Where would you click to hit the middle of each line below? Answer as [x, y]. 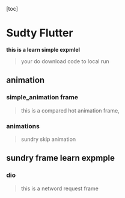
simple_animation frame [42, 97]
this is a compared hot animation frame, [70, 110]
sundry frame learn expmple [61, 158]
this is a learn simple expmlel [43, 49]
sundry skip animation [48, 139]
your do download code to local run [65, 61]
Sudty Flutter [40, 33]
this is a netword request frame [60, 188]
